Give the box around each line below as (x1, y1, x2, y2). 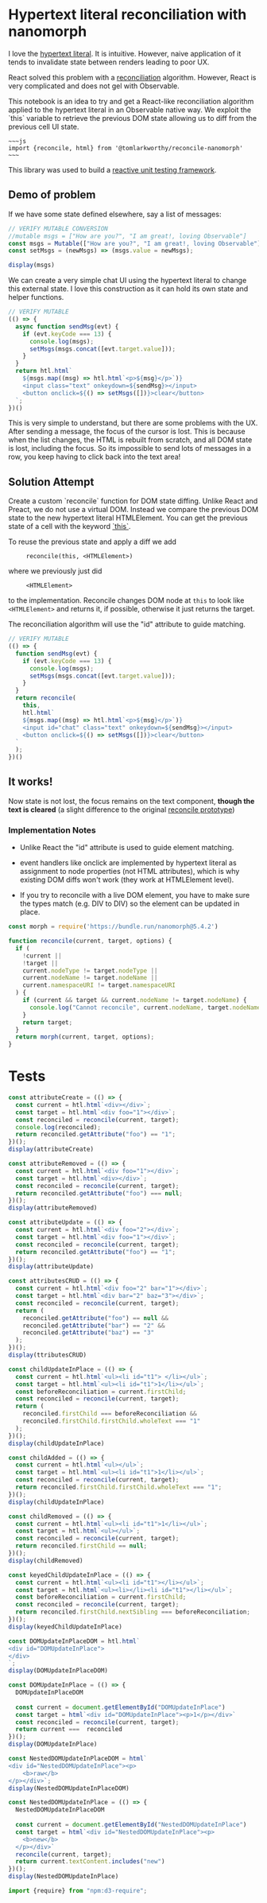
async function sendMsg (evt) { (15, 322, 119, 331)
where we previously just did (8, 566, 103, 576)
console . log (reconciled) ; (15, 1123, 102, 1131)
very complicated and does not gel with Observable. (8, 81, 180, 91)
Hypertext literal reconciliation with (8, 6, 247, 24)
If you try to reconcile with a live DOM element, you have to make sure (19, 891, 250, 900)
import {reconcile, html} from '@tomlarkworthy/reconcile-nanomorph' (8, 144, 244, 152)
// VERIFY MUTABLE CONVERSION (8, 224, 109, 232)
